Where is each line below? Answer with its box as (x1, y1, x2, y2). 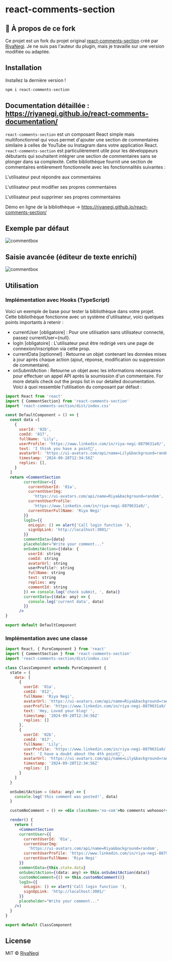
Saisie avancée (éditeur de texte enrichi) (5, 252, 137, 261)
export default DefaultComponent (5, 623, 77, 628)
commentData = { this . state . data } (18, 865, 86, 870)
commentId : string (28, 585, 68, 590)
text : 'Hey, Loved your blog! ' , (24, 708, 95, 713)
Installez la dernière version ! (5, 77, 67, 83)
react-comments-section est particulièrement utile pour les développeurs (5, 148, 158, 154)
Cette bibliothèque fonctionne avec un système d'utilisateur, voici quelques (5, 314, 164, 320)
